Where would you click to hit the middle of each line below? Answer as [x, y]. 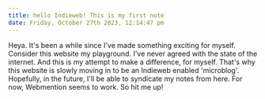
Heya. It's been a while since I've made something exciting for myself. [122, 45]
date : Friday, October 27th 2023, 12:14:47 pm [86, 23]
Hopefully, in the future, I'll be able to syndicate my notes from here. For [125, 79]
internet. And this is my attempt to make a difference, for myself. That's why [132, 62]
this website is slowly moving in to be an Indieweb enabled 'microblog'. [124, 70]
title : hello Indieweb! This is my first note [86, 15]
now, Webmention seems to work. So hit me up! [86, 86]
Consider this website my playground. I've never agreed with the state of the [133, 53]
